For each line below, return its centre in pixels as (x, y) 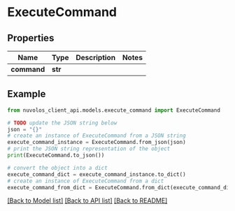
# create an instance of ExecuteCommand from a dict (86, 181)
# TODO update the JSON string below (62, 123)
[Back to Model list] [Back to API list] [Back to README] (87, 201)
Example (27, 94)
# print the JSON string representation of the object (89, 149)
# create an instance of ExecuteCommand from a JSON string (97, 136)
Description (96, 58)
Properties (31, 38)
